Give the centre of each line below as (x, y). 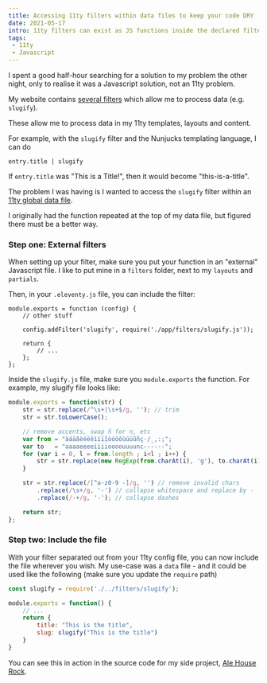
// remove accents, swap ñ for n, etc (87, 431)
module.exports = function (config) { (72, 309)
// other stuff (48, 316)
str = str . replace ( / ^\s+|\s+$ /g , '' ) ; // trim (101, 410)
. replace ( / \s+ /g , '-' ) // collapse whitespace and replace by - (145, 490)
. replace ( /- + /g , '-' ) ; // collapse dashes (108, 498)
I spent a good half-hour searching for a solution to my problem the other (128, 75)
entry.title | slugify (46, 162)
